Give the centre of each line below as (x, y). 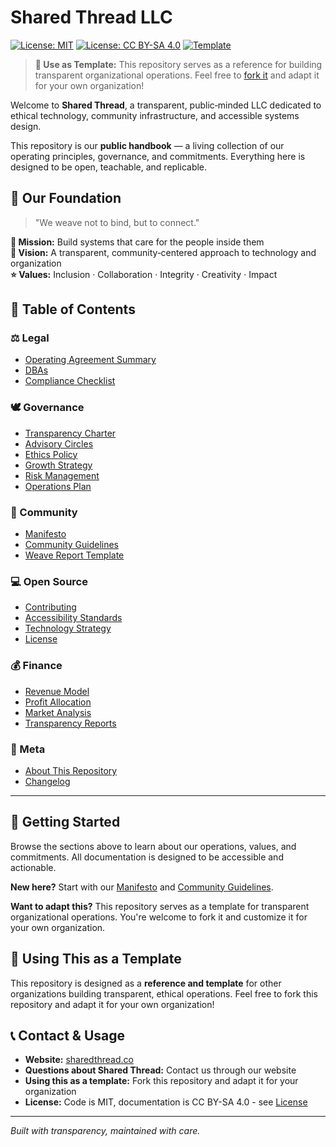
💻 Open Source (49, 581)
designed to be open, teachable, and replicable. (109, 167)
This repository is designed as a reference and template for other (146, 983)
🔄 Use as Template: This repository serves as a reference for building (178, 64)
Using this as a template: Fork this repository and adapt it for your (161, 1081)
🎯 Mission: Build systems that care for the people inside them (137, 242)
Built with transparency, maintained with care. (105, 1131)
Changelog (47, 781)
